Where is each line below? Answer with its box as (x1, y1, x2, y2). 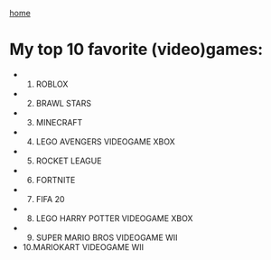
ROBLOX (35, 79, 69, 89)
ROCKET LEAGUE (35, 155, 102, 166)
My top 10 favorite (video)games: (9, 40, 264, 60)
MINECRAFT (35, 116, 83, 127)
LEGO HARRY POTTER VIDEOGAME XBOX (35, 212, 193, 224)
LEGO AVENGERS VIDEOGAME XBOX (35, 135, 176, 147)
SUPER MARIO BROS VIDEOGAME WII (35, 232, 178, 243)
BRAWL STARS (35, 97, 92, 108)
